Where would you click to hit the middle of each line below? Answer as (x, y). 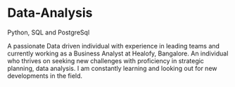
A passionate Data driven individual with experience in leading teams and (114, 46)
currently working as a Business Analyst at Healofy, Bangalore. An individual (118, 53)
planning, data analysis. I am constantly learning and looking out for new (112, 68)
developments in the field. (45, 76)
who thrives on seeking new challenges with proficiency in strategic (106, 60)
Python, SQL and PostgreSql (49, 32)
